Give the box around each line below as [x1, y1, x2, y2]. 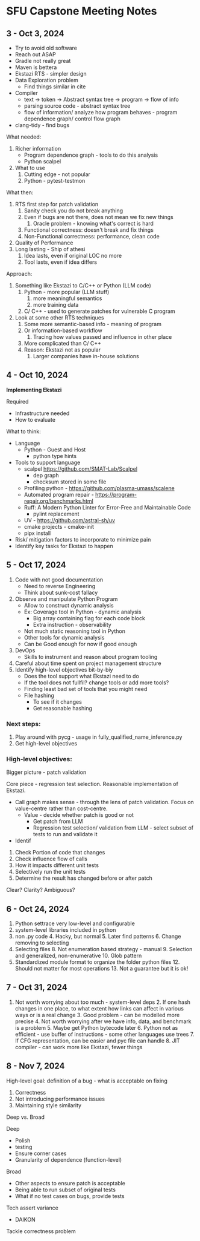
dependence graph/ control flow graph [23, 115, 120, 122]
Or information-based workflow [23, 327, 102, 334]
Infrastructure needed [14, 410, 70, 417]
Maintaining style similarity [14, 1101, 82, 1108]
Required [6, 398, 29, 405]
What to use [14, 165, 45, 171]
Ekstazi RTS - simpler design [14, 70, 87, 77]
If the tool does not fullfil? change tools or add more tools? [23, 679, 169, 686]
